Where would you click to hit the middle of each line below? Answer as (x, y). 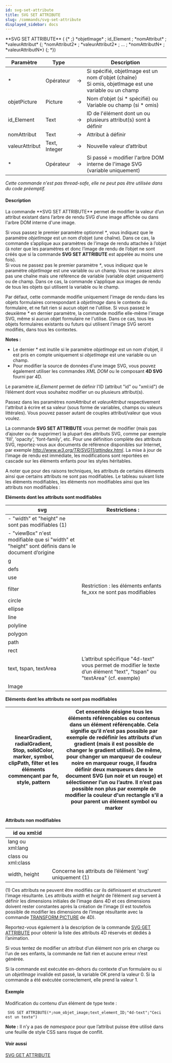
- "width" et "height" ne (37, 518)
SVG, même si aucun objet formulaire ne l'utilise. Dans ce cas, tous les (80, 319)
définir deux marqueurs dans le (114, 770)
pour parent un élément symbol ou (114, 801)
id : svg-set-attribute (29, 10)
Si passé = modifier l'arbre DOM (125, 158)
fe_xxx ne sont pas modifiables (119, 592)
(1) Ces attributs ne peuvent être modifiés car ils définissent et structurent (83, 890)
